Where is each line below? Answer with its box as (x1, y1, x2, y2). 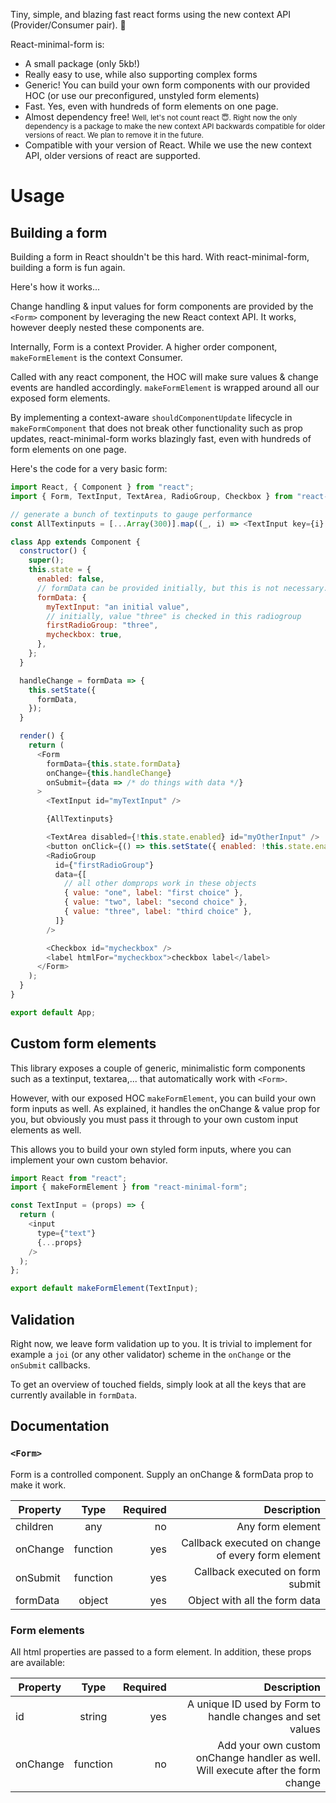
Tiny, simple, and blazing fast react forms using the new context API (10, 9, 292, 20)
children (15, 1519, 54, 1533)
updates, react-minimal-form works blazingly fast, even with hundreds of (10, 433, 312, 444)
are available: (10, 1656, 66, 1668)
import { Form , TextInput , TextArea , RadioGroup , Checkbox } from (10, 491, 293, 501)
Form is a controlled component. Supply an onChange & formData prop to (10, 1468, 314, 1480)
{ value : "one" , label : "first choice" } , (63, 888, 244, 898)
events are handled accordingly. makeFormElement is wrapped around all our (10, 382, 320, 393)
